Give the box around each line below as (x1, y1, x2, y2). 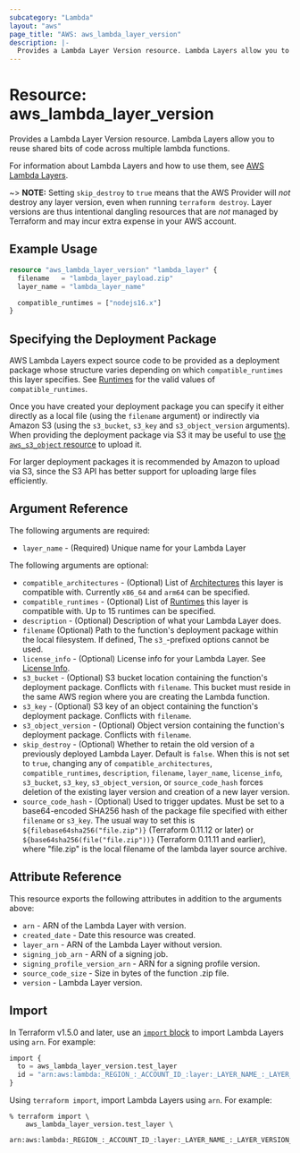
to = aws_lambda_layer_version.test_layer (17, 1062, 178, 1071)
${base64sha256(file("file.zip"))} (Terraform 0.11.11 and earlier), (21, 833, 266, 844)
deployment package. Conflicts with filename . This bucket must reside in (21, 681, 291, 692)
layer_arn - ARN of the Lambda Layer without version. (21, 939, 223, 950)
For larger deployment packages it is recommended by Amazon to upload (9, 457, 280, 467)
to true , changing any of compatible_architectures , (21, 757, 212, 768)
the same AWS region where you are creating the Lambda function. (21, 691, 271, 702)
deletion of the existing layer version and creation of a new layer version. (21, 786, 290, 797)
